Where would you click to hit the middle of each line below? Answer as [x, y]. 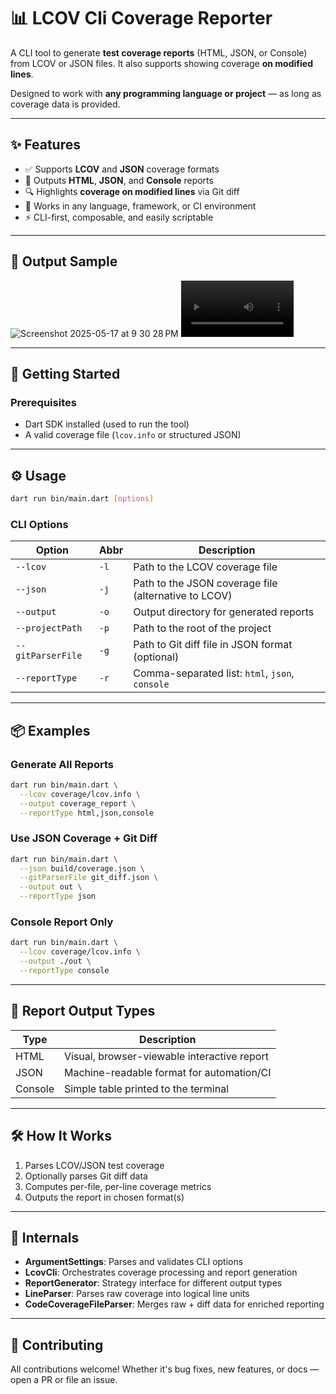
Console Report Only [62, 922]
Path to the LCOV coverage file [205, 567]
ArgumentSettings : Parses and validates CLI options [134, 1262]
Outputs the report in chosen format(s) [104, 1197]
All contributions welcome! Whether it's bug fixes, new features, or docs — [165, 1369]
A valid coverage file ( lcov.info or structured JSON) [133, 435]
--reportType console [64, 971]
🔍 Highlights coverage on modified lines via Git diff [132, 191]
